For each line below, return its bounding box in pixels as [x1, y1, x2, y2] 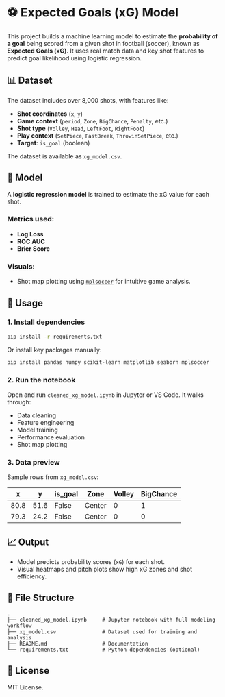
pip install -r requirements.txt [7, 333, 103, 340]
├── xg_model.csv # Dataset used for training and [7, 628, 197, 635]
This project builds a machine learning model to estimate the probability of [7, 32, 219, 40]
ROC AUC [16, 237, 46, 245]
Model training [16, 426, 58, 434]
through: [7, 398, 31, 406]
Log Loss [16, 230, 44, 238]
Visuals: [7, 261, 36, 271]
